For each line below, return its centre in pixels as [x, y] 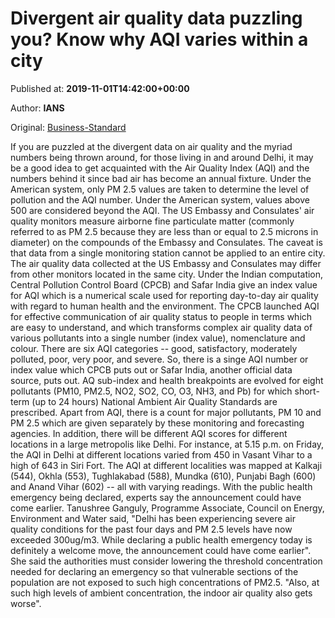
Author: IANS [37, 108]
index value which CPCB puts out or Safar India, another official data [151, 369]
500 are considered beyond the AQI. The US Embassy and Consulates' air [162, 210]
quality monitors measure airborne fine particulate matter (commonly [152, 221]
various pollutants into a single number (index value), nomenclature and [158, 338]
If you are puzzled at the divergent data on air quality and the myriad [151, 146]
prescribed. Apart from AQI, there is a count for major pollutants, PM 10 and [166, 412]
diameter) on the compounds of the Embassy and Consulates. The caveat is [166, 242]
